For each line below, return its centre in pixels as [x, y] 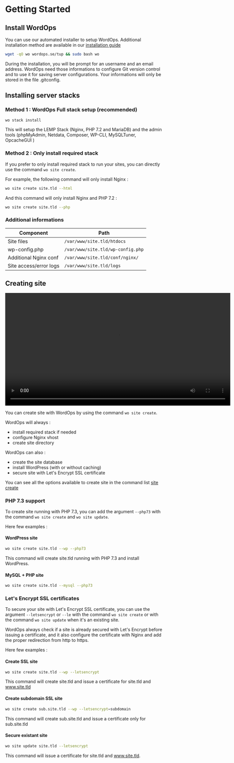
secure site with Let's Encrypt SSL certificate [59, 473]
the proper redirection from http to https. [47, 640]
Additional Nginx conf [33, 257]
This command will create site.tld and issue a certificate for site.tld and [78, 681]
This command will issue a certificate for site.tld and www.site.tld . [73, 755]
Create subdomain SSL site [34, 698]
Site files [18, 241]
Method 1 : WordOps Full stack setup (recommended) [71, 110]
